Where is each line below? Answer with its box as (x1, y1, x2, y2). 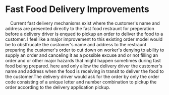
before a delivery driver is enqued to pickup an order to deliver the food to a (5, 31, 163, 37)
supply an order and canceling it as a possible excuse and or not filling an (5, 52, 158, 58)
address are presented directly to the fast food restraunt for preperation (5, 25, 155, 31)
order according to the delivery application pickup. (5, 84, 110, 90)
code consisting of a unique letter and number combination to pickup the (5, 79, 157, 85)
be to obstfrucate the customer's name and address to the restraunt (5, 41, 147, 47)
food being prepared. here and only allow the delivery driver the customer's (5, 63, 163, 69)
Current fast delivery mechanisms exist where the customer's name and (10, 20, 160, 26)
